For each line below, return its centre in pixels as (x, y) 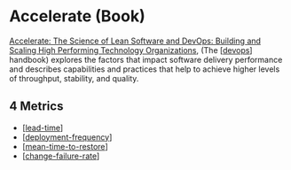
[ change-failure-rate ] (61, 156)
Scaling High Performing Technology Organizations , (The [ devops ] (131, 50)
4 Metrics (36, 107)
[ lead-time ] (43, 127)
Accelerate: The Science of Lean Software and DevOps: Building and (135, 41)
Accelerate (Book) (77, 16)
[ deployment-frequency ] (67, 137)
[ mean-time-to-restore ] (65, 146)
